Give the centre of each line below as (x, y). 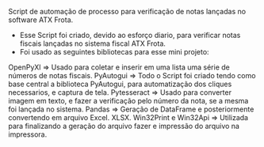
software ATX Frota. (41, 20)
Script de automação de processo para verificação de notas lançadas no (127, 11)
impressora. (28, 134)
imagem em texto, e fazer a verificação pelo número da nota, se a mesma (128, 101)
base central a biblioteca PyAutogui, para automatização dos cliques (120, 84)
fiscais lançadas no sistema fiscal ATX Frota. (93, 43)
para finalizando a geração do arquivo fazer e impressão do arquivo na (124, 126)
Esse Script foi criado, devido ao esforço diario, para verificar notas (130, 35)
